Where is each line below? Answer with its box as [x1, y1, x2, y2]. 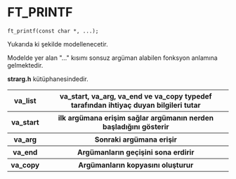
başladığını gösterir [102, 121, 170, 131]
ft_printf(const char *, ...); [7, 27, 99, 35]
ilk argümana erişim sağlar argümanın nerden [58, 113, 214, 123]
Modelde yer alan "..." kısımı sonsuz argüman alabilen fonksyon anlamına [7, 54, 218, 62]
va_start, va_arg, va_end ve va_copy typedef [59, 91, 212, 101]
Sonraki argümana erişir [94, 135, 177, 144]
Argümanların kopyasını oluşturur [78, 160, 194, 170]
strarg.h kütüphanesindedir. [7, 75, 89, 83]
